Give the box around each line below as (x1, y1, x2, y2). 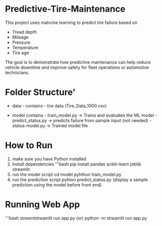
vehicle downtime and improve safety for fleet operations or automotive (5, 64, 149, 70)
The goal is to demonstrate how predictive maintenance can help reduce (5, 59, 151, 65)
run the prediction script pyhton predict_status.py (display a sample (12, 177, 148, 183)
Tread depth (12, 29, 37, 35)
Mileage (12, 34, 29, 40)
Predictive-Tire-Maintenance (5, 3, 126, 15)
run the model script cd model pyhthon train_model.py (12, 171, 121, 177)
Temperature (12, 44, 39, 50)
